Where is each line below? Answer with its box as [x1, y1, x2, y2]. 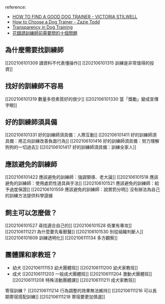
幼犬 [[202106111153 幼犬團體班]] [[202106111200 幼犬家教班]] [12, 265, 138, 270]
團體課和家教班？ [5, 251, 57, 259]
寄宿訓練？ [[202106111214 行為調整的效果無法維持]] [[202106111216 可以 [5, 287, 153, 293]
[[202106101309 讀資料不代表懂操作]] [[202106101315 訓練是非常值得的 [5, 60, 150, 66]
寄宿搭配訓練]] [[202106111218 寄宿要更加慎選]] [9, 294, 105, 300]
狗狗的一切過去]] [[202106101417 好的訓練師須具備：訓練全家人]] [5, 144, 137, 150]
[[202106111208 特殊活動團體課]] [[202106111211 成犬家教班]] [12, 277, 136, 283]
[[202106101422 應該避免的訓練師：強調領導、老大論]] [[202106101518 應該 [5, 174, 159, 180]
